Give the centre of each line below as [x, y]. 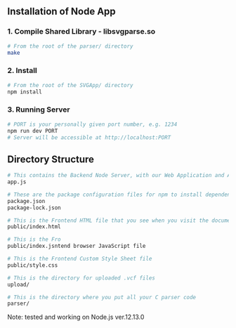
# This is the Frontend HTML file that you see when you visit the [108, 221]
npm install [25, 92]
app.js [17, 182]
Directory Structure [51, 159]
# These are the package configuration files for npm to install [105, 195]
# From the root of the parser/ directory [70, 46]
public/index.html [34, 227]
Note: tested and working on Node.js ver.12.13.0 [76, 317]
